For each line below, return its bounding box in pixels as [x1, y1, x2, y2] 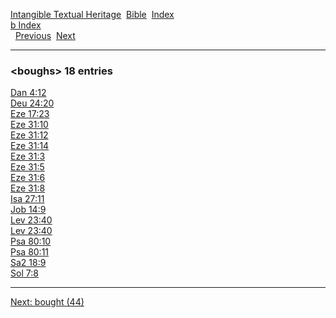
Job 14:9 [10, 204, 47, 216]
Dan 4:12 [10, 87, 47, 99]
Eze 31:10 [10, 119, 49, 131]
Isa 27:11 [10, 193, 45, 205]
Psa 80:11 [10, 246, 50, 258]
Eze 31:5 [10, 161, 45, 173]
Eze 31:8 [10, 182, 46, 194]
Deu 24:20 [10, 97, 55, 109]
